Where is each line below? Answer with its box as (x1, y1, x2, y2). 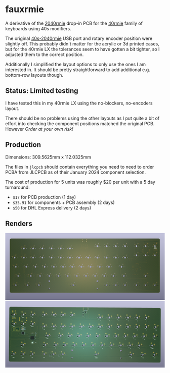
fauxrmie (5, 4, 44, 15)
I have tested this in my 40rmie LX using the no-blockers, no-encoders (5, 100, 153, 106)
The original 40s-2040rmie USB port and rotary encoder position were (5, 35, 153, 41)
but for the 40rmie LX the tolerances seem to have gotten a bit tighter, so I (5, 46, 160, 52)
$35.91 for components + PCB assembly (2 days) (12, 199, 115, 205)
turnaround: (5, 184, 30, 190)
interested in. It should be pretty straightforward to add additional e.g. (5, 67, 150, 73)
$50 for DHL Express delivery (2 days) (12, 204, 92, 210)
